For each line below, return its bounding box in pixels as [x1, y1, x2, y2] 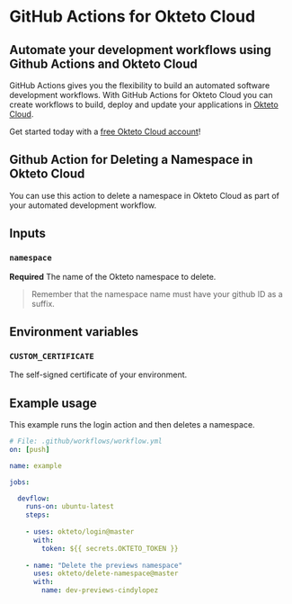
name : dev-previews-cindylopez [41, 586, 159, 595]
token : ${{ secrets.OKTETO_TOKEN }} [41, 544, 179, 553]
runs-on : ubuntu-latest [25, 502, 115, 511]
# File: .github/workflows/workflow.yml [9, 437, 164, 446]
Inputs [9, 226, 47, 241]
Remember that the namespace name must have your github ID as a [31, 288, 283, 299]
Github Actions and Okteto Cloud [9, 56, 198, 71]
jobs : [9, 477, 30, 487]
